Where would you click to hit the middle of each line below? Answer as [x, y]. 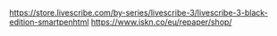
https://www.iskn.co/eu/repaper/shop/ [161, 22]
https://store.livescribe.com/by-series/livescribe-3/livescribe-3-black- [138, 13]
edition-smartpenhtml [49, 22]
